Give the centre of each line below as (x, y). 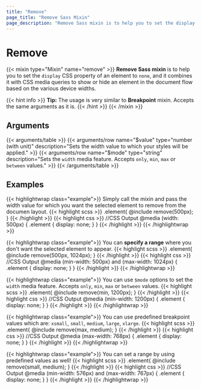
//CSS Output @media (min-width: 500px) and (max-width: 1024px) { (92, 262)
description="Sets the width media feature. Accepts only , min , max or (91, 159)
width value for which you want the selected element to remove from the (96, 205)
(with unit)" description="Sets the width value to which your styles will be (97, 146)
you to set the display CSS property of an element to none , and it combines (99, 76)
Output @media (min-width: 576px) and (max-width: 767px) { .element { (95, 373)
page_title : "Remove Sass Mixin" (48, 17)
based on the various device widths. (51, 88)
